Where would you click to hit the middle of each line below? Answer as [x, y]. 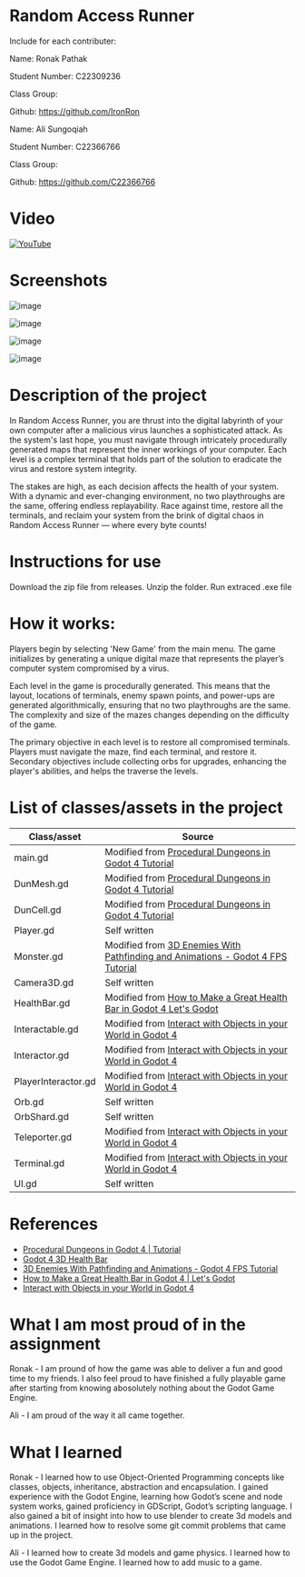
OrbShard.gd [42, 1116]
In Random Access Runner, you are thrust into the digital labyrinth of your [147, 420]
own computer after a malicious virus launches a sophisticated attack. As [146, 430]
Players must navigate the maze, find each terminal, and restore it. [133, 752]
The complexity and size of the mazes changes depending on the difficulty [149, 714]
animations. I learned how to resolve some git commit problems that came [148, 1526]
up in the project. [41, 1535]
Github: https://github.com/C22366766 [83, 182]
